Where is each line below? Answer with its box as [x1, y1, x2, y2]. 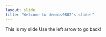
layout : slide [5, 7, 36, 13]
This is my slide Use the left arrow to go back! [5, 26, 101, 32]
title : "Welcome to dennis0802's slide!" [5, 12, 95, 17]
